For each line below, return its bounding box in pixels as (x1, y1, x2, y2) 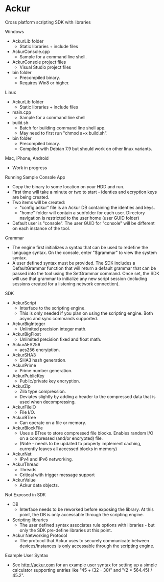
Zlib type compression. (19, 388, 66, 394)
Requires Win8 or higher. (19, 79, 70, 86)
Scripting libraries (12, 517, 48, 523)
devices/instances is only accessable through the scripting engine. (19, 543, 155, 549)
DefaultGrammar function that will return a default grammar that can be (12, 265, 156, 271)
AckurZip (12, 383, 31, 389)
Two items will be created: (12, 199, 65, 205)
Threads (19, 466, 37, 472)
